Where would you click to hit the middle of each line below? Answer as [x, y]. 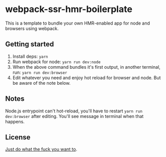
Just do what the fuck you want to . [41, 149]
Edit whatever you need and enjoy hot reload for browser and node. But [87, 77]
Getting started [30, 44]
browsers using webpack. [32, 28]
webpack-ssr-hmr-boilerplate [69, 9]
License [18, 137]
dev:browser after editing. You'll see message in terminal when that [74, 116]
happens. [15, 121]
